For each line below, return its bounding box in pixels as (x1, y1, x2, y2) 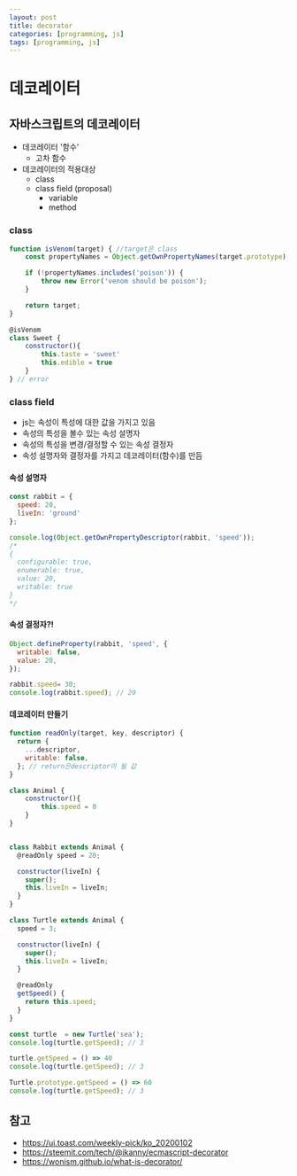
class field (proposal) (34, 183, 113, 194)
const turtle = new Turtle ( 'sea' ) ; (9, 1030, 144, 1039)
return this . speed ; (25, 998, 97, 1007)
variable (48, 192, 78, 204)
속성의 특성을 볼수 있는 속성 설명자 (21, 428, 141, 439)
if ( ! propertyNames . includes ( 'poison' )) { (25, 269, 184, 277)
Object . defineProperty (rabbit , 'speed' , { (9, 639, 168, 648)
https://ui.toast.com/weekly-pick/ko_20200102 (21, 1137, 193, 1148)
